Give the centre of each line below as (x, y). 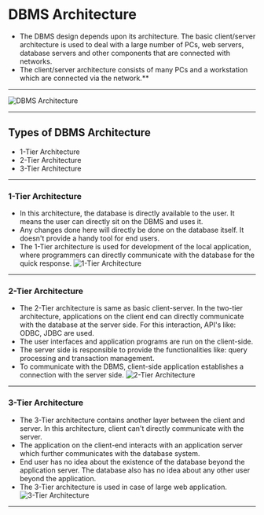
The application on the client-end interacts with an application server (131, 445)
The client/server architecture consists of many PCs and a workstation (134, 69)
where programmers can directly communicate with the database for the (137, 255)
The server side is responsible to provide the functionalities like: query (133, 350)
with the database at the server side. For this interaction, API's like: (128, 325)
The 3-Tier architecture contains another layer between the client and (132, 420)
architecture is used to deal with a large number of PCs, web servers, (132, 44)
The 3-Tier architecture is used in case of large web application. (123, 487)
